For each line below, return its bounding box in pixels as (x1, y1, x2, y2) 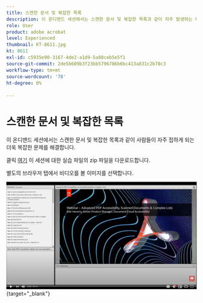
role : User (6, 22, 34, 28)
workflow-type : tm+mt (6, 67, 61, 73)
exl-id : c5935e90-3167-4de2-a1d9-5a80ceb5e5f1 (6, 54, 126, 60)
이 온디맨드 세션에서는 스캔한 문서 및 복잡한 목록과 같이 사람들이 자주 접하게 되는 (6, 136, 195, 143)
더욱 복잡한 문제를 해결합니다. (6, 144, 76, 151)
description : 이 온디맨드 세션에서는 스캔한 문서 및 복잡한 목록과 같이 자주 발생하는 (6, 16, 193, 22)
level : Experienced (6, 35, 56, 42)
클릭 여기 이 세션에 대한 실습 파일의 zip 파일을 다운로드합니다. (6, 157, 151, 164)
